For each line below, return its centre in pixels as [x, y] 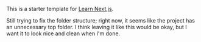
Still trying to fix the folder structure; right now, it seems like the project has [100, 20]
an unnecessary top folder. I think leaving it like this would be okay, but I [97, 27]
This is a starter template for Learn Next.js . [60, 9]
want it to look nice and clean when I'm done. [63, 33]
